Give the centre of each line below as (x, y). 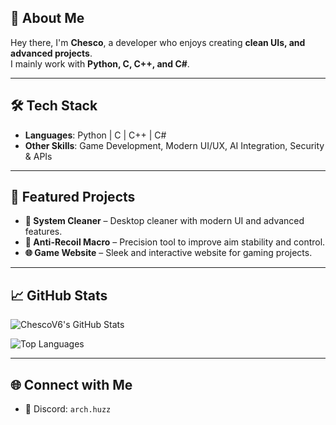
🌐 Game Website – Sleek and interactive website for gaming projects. (168, 253)
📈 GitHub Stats (59, 295)
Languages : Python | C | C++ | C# (95, 135)
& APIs (38, 156)
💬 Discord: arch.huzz (68, 409)
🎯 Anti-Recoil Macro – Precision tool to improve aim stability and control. (175, 242)
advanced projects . (51, 53)
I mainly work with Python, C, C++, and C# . (100, 63)
